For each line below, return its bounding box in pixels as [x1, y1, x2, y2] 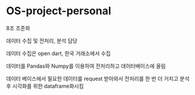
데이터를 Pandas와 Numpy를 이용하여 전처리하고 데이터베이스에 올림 [6, 62, 166, 69]
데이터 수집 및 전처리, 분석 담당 [6, 37, 78, 44]
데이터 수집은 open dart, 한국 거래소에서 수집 [6, 49, 111, 57]
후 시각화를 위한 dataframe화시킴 [6, 82, 84, 90]
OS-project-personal [6, 4, 112, 18]
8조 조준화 [6, 24, 31, 31]
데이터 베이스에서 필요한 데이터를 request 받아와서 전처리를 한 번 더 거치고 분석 [6, 75, 190, 82]
